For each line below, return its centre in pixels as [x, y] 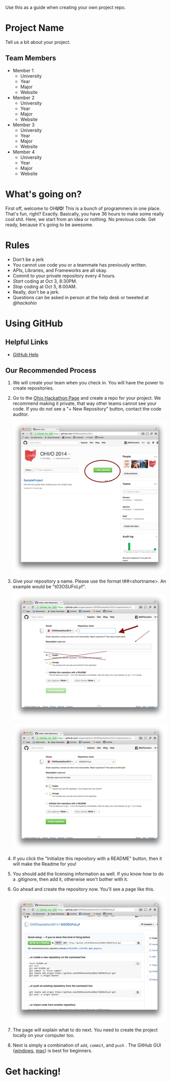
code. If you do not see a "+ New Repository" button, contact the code [87, 409]
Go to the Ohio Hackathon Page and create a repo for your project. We [87, 398]
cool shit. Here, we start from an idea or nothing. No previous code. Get [80, 219]
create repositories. [33, 388]
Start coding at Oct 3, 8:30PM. [45, 281]
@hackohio [25, 303]
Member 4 [23, 152]
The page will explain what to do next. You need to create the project [85, 1030]
